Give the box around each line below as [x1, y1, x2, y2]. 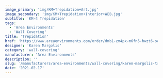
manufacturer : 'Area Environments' [5, 52, 77, 57]
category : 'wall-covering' [5, 47, 60, 52]
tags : [5, 20, 16, 26]
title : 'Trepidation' [5, 34, 49, 39]
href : [5, 39, 16, 44]
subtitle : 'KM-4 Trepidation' [5, 16, 66, 21]
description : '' [5, 57, 38, 62]
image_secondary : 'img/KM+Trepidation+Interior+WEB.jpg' [5, 12, 123, 16]
